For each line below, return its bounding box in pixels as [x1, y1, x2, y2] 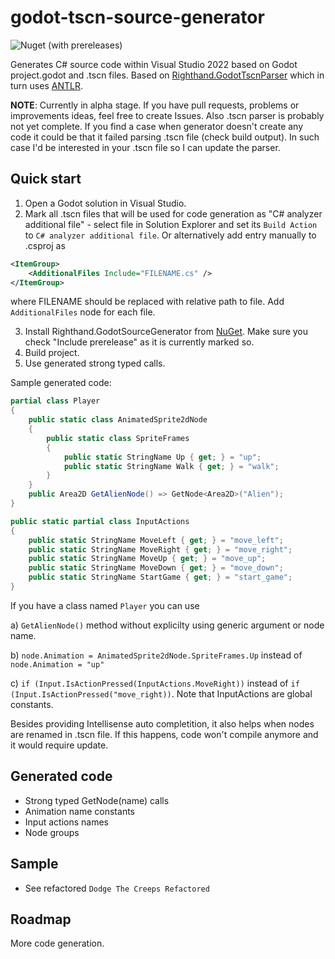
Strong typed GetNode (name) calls [24, 794, 170, 806]
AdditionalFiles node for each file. [10, 306, 156, 318]
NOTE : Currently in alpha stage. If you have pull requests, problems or [10, 99, 300, 111]
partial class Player [10, 396, 101, 406]
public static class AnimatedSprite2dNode [28, 415, 208, 425]
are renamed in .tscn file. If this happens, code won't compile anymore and [10, 728, 319, 740]
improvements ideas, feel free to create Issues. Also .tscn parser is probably [10, 109, 325, 121]
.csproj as [24, 239, 66, 251]
